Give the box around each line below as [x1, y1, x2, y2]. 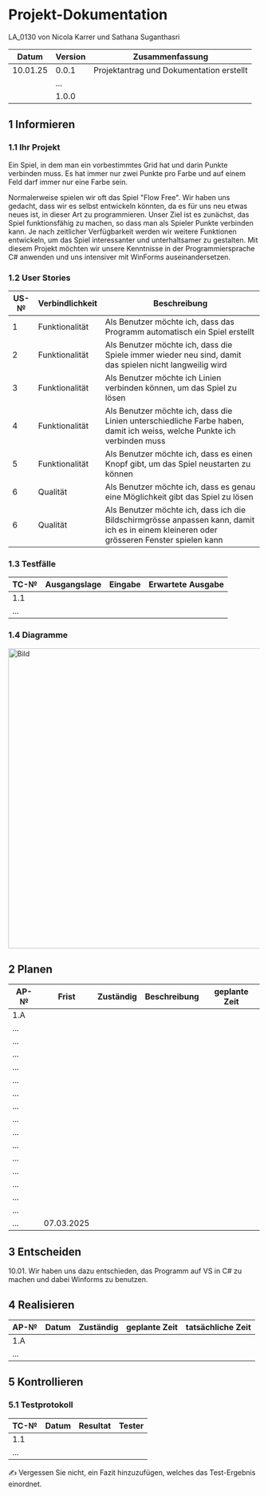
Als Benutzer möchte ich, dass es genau [104, 481, 256, 492]
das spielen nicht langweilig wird [104, 359, 227, 370]
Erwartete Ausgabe [148, 579, 225, 590]
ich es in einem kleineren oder [104, 524, 218, 535]
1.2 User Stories [8, 272, 71, 283]
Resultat [78, 1420, 112, 1431]
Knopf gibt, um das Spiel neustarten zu [104, 458, 251, 469]
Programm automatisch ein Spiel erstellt [104, 326, 255, 337]
